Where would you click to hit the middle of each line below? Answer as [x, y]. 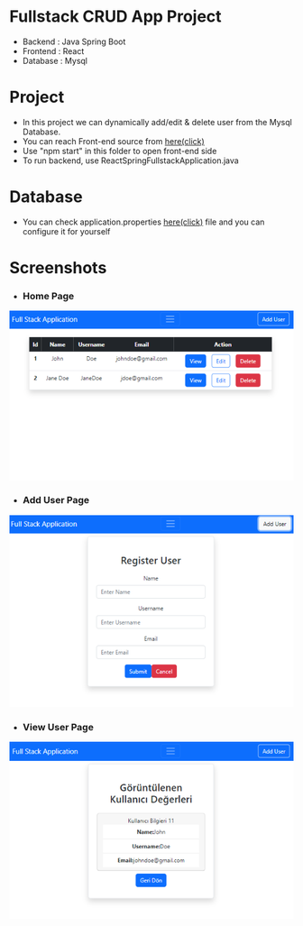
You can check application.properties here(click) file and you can [143, 222]
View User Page [58, 727]
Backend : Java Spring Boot [74, 41]
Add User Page [56, 500]
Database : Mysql [55, 60]
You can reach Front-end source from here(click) [113, 141]
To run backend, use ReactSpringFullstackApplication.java [130, 160]
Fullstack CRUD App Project [116, 17]
